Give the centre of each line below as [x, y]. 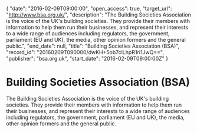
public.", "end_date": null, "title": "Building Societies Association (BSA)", [93, 46]
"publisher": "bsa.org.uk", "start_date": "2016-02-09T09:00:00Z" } [87, 59]
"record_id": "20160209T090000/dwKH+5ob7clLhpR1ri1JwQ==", [85, 52]
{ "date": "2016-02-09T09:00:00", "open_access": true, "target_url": [89, 9]
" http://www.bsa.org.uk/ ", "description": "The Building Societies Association [99, 15]
